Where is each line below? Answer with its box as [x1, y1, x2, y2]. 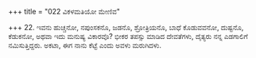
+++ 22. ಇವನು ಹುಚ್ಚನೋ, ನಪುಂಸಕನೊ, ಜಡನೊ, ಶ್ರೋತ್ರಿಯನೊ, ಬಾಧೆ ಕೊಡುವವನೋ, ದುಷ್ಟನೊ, [8, 23, 244, 32]
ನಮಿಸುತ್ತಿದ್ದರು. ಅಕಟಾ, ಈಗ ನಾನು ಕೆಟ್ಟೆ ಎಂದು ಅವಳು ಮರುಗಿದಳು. [8, 41, 161, 50]
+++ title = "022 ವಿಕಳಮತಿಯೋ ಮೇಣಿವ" [8, 7, 121, 16]
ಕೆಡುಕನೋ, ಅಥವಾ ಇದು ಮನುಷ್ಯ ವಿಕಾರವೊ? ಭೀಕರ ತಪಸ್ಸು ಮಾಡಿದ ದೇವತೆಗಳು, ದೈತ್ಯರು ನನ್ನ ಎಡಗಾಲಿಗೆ [8, 32, 248, 41]
